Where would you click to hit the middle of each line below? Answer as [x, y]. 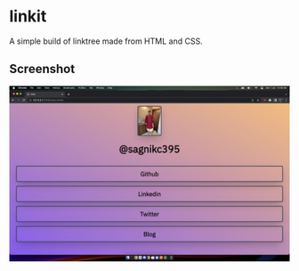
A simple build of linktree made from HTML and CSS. [106, 41]
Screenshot [42, 69]
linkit [28, 16]
